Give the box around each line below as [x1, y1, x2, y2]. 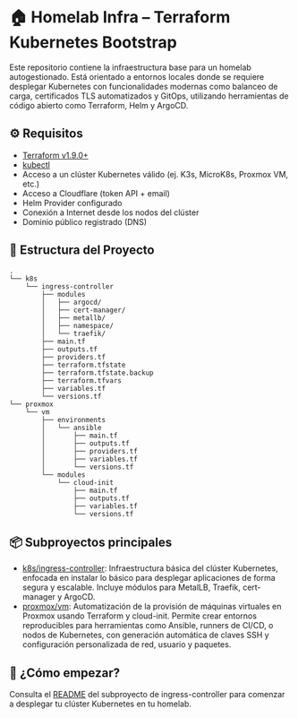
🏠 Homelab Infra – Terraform [9, 7, 231, 28]
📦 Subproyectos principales [9, 534, 173, 549]
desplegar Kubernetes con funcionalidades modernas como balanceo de [9, 81, 278, 91]
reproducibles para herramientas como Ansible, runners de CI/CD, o [21, 620, 274, 631]
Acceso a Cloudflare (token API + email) [21, 187, 170, 198]
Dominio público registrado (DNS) [21, 216, 148, 227]
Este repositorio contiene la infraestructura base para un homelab [9, 62, 252, 73]
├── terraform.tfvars [41, 376, 123, 385]
